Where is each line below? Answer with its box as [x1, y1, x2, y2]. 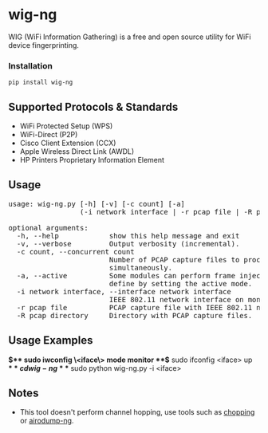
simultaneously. [108, 263, 173, 272]
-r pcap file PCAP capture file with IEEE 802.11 [16, 303, 253, 312]
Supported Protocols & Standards [8, 100, 179, 113]
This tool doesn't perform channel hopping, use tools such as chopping [19, 407, 255, 417]
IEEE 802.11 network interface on [108, 295, 245, 304]
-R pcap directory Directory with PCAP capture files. [16, 311, 253, 320]
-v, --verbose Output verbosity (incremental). [16, 239, 240, 248]
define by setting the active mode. [108, 279, 253, 288]
